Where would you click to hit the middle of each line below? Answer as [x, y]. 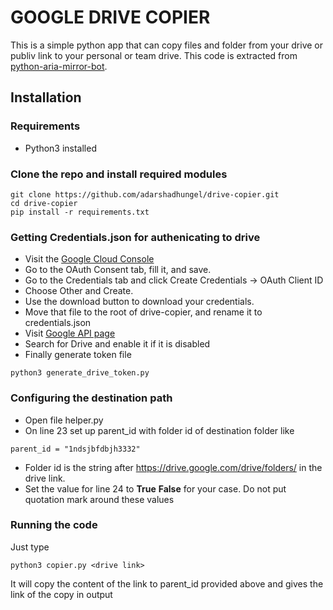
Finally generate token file [78, 355]
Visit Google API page [70, 333]
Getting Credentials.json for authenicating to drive [135, 237]
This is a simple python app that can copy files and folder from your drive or [166, 45]
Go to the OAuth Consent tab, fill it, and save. [118, 270]
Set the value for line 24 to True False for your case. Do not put [155, 488]
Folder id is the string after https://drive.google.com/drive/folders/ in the [173, 467]
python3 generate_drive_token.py [80, 373]
